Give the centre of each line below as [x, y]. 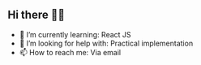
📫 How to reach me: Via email [70, 52]
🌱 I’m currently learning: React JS [75, 34]
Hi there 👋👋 [36, 15]
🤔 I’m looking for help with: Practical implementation [106, 43]
